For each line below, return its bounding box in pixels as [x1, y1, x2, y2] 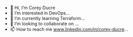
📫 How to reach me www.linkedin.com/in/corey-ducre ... [10, 26, 128, 32]
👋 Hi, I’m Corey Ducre [10, 5, 55, 10]
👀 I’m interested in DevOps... [10, 10, 70, 16]
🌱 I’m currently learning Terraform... [10, 15, 85, 21]
